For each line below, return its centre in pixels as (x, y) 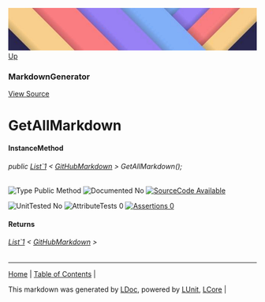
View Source (29, 94)
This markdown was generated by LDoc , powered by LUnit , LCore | (118, 289)
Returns (22, 224)
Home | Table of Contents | (52, 274)
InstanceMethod (36, 148)
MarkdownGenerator (49, 77)
